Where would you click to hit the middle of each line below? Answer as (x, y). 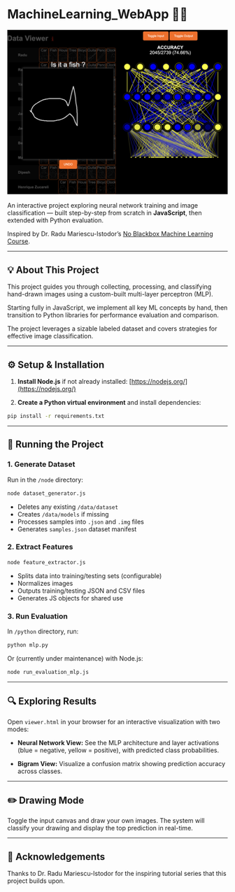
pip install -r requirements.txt (56, 416)
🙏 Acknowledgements (56, 857)
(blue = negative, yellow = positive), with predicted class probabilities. (118, 750)
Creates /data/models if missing (63, 514)
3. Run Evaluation (37, 616)
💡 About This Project (53, 269)
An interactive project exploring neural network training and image (103, 206)
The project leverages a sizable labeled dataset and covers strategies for (112, 329)
